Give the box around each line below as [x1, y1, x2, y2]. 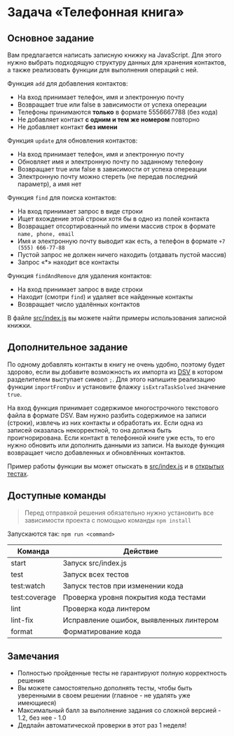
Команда [17, 546, 50, 556]
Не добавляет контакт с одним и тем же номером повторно [17, 115, 200, 124]
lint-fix [11, 615, 34, 625]
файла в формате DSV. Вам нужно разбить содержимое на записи [7, 411, 207, 419]
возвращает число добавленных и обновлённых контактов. [7, 448, 186, 456]
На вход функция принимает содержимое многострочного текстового [7, 403, 219, 412]
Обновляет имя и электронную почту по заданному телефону [17, 157, 203, 166]
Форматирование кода [62, 626, 142, 636]
